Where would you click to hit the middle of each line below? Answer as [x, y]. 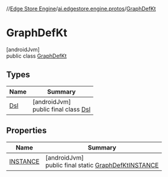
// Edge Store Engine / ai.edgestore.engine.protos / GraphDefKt [81, 9]
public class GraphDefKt [36, 56]
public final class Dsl [61, 109]
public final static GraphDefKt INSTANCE [102, 165]
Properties [26, 130]
